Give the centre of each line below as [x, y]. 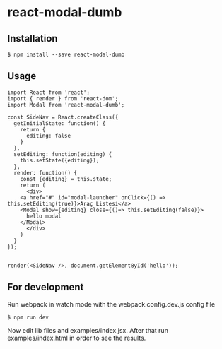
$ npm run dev [28, 317]
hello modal [43, 216]
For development [46, 287]
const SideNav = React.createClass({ [63, 117]
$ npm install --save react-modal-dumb [66, 54]
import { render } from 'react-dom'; [63, 99]
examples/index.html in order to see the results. [77, 338]
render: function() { [46, 173]
